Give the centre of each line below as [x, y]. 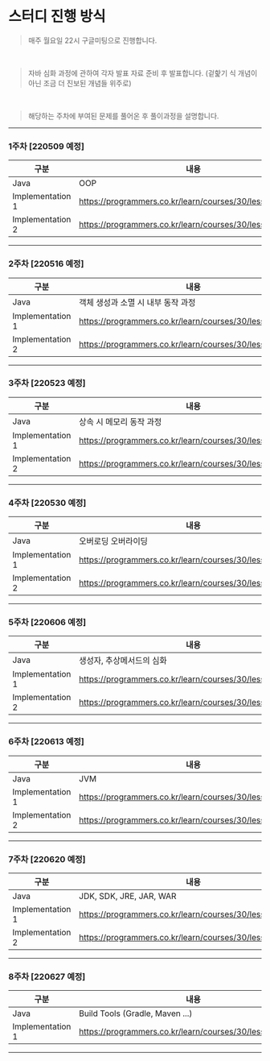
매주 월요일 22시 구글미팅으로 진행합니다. [92, 40]
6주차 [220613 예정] [46, 742]
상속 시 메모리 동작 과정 [121, 421]
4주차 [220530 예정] [47, 503]
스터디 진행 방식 [57, 17]
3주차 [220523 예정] [47, 383]
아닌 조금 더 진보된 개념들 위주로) [80, 83]
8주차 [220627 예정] [47, 976]
